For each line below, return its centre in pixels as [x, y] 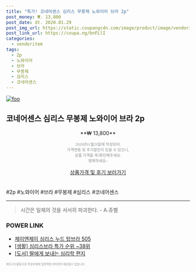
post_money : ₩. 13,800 [34, 17]
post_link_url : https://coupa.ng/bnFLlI [56, 33]
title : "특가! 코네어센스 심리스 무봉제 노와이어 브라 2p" [68, 11]
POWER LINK [25, 225]
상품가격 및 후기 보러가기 [98, 172]
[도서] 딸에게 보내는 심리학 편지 [50, 254]
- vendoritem [27, 44]
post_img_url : [23, 28]
